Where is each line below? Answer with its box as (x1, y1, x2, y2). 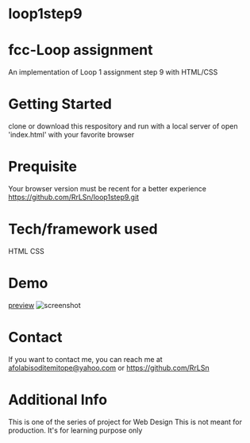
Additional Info (8, 391, 108, 409)
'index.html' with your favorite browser (8, 130, 135, 140)
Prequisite (8, 158, 78, 175)
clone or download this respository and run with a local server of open (8, 121, 238, 131)
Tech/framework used (8, 220, 158, 238)
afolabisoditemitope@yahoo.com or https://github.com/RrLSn (8, 363, 210, 372)
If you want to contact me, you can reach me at (8, 354, 163, 364)
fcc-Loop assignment (8, 41, 153, 60)
